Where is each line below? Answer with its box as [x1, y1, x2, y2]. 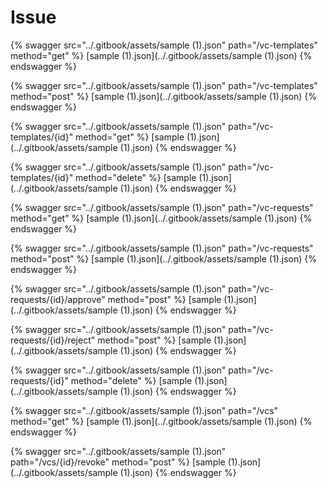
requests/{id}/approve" [10, 293, 106, 305]
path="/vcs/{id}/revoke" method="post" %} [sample [10, 456, 226, 468]
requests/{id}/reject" [10, 334, 96, 346]
